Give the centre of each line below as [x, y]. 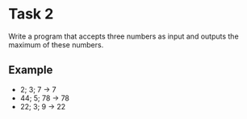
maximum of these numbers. [56, 44]
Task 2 [31, 14]
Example [31, 70]
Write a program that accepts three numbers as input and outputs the [124, 36]
